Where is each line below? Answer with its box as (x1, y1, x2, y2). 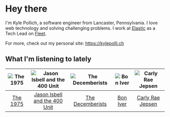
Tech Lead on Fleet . (5, 30, 47, 36)
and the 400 (33, 97, 63, 104)
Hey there (5, 3, 48, 15)
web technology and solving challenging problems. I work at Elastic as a (5, 25, 156, 31)
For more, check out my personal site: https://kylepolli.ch (5, 40, 124, 46)
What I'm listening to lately (5, 55, 92, 64)
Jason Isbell (33, 91, 63, 98)
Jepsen (139, 100, 158, 107)
